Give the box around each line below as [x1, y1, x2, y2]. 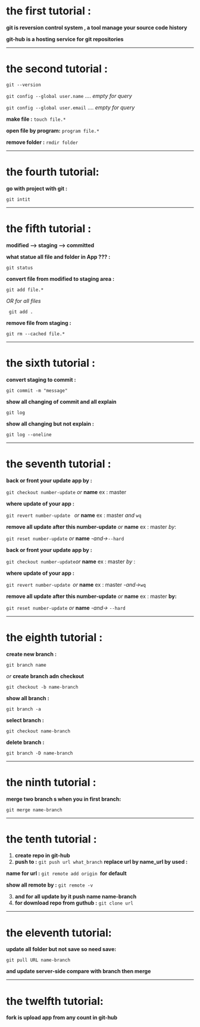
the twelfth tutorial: [6, 994, 104, 1008]
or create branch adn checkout [6, 672, 85, 679]
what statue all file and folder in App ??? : [6, 253, 111, 260]
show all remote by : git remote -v [6, 881, 93, 888]
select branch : [6, 716, 45, 724]
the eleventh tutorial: [6, 926, 112, 939]
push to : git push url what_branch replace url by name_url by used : [14, 859, 188, 866]
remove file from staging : [6, 319, 71, 326]
